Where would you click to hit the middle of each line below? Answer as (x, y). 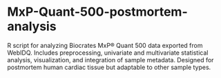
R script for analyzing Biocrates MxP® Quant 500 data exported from (105, 45)
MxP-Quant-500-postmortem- (97, 12)
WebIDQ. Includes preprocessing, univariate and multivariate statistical (108, 53)
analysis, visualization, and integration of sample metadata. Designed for (110, 60)
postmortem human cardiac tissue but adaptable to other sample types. (109, 67)
